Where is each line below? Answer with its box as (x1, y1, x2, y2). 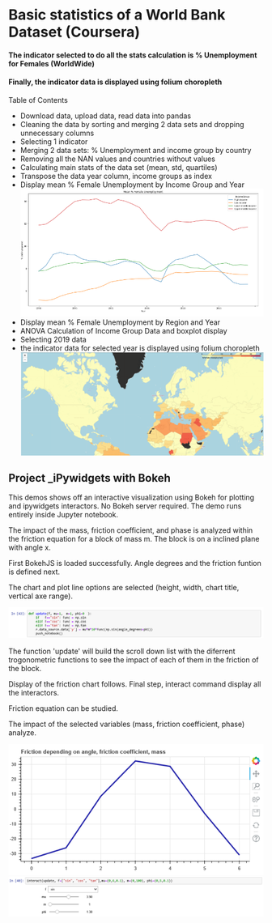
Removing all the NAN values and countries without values (19, 154, 216, 164)
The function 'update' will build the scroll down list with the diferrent (8, 646, 236, 656)
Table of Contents (8, 95, 69, 104)
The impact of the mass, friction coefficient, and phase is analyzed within (8, 525, 253, 535)
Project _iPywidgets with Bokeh (8, 471, 172, 485)
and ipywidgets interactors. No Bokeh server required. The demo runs (8, 501, 242, 511)
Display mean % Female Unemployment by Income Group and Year (19, 180, 245, 189)
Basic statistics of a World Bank (8, 6, 226, 24)
